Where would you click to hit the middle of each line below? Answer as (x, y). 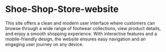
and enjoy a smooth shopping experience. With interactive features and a (81, 33)
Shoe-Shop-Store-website (62, 9)
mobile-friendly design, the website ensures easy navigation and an (75, 39)
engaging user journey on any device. (45, 44)
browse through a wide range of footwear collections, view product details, (83, 28)
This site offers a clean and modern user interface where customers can (80, 23)
